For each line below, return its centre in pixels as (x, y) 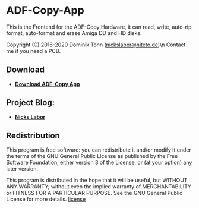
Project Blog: (31, 103)
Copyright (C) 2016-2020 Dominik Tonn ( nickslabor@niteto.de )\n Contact (96, 45)
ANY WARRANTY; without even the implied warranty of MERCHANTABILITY (99, 187)
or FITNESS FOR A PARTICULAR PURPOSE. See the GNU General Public (94, 193)
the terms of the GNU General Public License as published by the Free (92, 156)
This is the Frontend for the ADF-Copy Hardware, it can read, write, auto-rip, (100, 27)
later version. (22, 169)
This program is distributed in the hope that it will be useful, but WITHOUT (97, 180)
